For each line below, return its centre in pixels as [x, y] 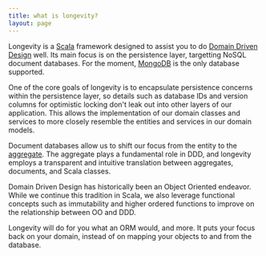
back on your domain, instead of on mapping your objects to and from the [130, 236]
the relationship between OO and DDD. [72, 212]
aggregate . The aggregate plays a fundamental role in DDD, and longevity [130, 154]
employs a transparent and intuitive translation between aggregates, [121, 162]
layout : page [30, 23]
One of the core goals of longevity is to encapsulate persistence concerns [131, 87]
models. [22, 130]
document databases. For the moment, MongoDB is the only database [124, 63]
